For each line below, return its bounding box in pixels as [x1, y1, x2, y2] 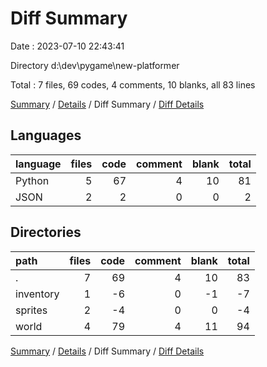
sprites [15, 303, 48, 317]
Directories [10, 224, 82, 241]
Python [15, 173, 50, 187]
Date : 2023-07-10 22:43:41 [10, 40, 125, 52]
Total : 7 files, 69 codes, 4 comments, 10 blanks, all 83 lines [10, 78, 256, 91]
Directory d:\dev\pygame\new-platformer [10, 59, 180, 71]
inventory [15, 287, 60, 301]
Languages [10, 127, 82, 144]
